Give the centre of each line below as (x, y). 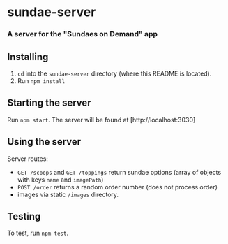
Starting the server (50, 103)
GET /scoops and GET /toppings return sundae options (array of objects (119, 172)
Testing (24, 216)
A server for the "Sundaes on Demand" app (83, 34)
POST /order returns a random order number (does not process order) (117, 187)
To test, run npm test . (38, 233)
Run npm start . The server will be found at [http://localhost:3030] (101, 120)
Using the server (44, 142)
